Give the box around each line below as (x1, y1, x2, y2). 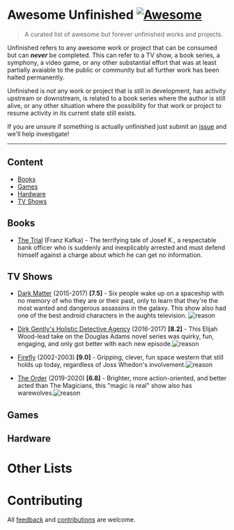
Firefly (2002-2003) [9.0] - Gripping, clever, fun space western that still (17, 353, 224, 361)
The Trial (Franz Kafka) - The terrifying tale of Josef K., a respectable (17, 235, 217, 244)
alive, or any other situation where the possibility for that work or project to (7, 101, 221, 109)
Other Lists (7, 460, 72, 476)
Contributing (7, 492, 83, 508)
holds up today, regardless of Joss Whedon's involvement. (17, 361, 186, 369)
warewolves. (17, 389, 54, 397)
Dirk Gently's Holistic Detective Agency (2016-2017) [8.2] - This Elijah (17, 325, 218, 334)
